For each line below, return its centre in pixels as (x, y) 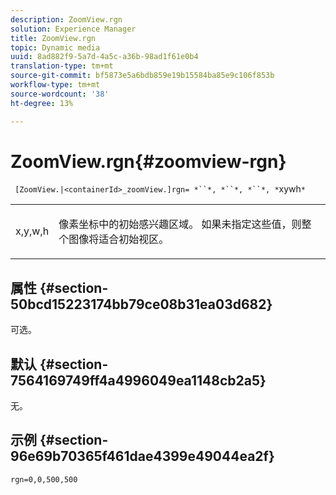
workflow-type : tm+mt (55, 85)
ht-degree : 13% (42, 103)
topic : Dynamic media (55, 47)
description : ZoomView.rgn (66, 19)
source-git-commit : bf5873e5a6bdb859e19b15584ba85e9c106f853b (142, 76)
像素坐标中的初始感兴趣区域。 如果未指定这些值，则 (180, 224)
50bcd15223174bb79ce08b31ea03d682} (141, 304)
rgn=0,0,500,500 (44, 479)
